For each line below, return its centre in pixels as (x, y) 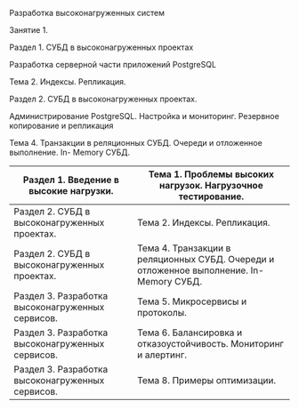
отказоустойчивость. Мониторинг (211, 344)
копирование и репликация (61, 125)
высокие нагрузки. (71, 191)
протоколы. (162, 313)
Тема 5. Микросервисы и (192, 301)
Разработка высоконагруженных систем (87, 13)
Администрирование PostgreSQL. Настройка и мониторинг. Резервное (145, 116)
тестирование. (211, 196)
